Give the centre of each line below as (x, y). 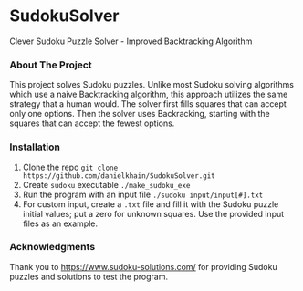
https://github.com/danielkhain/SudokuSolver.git (119, 176)
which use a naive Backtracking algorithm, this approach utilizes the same (149, 94)
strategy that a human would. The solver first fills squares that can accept (148, 104)
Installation (35, 147)
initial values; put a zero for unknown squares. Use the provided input (153, 213)
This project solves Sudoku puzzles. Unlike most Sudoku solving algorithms (152, 85)
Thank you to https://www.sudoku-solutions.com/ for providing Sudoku (143, 266)
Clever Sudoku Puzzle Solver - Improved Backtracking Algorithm (131, 41)
